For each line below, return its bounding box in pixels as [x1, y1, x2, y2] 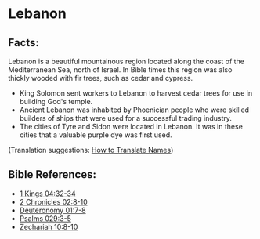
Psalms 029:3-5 [19, 213, 72, 223]
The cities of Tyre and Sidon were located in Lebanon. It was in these [19, 122, 243, 131]
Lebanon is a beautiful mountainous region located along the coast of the [8, 56, 245, 66]
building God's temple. [19, 97, 93, 106]
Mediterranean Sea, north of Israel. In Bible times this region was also [8, 65, 233, 74]
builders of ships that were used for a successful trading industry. [19, 114, 233, 122]
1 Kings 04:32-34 [19, 189, 76, 198]
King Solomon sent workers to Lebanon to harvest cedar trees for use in [19, 89, 253, 98]
